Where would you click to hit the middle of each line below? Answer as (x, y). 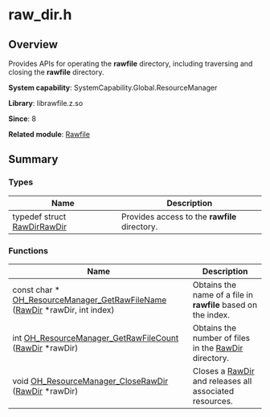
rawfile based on (225, 305)
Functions (28, 250)
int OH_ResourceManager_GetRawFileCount (96, 338)
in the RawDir (218, 348)
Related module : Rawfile (49, 134)
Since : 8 (22, 119)
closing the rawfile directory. (56, 72)
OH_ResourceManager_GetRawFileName (90, 300)
